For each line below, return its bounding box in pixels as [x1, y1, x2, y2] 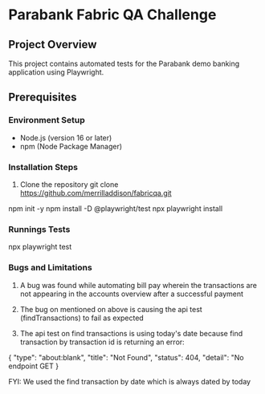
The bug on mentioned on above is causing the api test [19, 304, 202, 314]
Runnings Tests [8, 223, 71, 234]
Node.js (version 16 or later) [19, 132, 112, 142]
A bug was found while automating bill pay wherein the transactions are [19, 280, 257, 290]
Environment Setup [8, 115, 86, 126]
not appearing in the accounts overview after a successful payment [19, 289, 243, 299]
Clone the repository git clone [19, 179, 119, 189]
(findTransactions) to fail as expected [19, 313, 145, 323]
